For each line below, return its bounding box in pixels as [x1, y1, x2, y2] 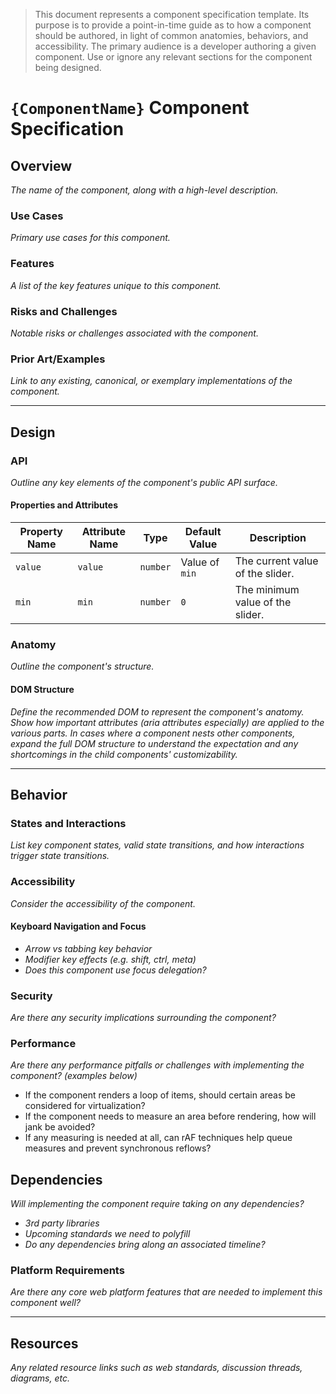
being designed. [34, 62, 102, 73]
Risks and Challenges [10, 304, 118, 318]
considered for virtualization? [24, 1100, 146, 1112]
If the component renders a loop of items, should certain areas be [24, 1089, 297, 1101]
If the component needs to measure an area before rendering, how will [24, 1110, 317, 1123]
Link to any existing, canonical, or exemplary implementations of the [10, 375, 293, 387]
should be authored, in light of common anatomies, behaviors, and [34, 30, 309, 41]
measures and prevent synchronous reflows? [24, 1142, 212, 1154]
